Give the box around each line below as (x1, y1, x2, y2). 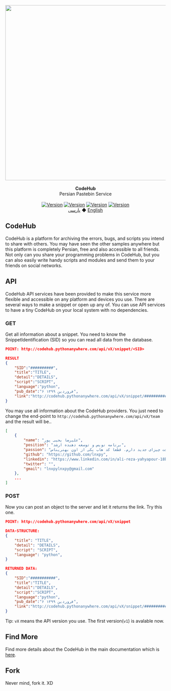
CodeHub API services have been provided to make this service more (5, 290, 151, 297)
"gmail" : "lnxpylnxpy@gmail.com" (23, 466, 95, 471)
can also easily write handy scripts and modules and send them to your (5, 257, 155, 263)
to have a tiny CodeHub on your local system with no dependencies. (5, 307, 149, 313)
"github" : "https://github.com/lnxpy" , (23, 451, 108, 457)
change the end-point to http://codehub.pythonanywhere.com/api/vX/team (5, 413, 160, 419)
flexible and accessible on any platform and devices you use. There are (5, 296, 155, 302)
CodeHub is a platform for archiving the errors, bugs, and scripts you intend (5, 235, 164, 242)
